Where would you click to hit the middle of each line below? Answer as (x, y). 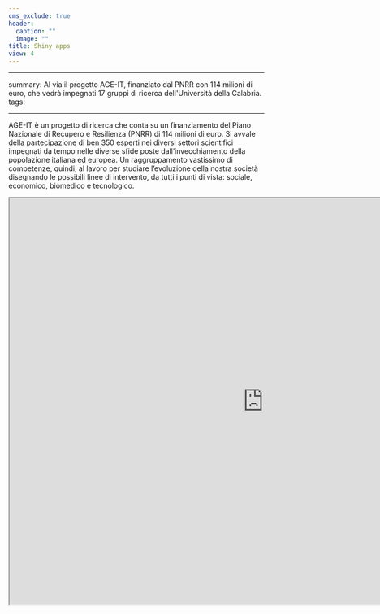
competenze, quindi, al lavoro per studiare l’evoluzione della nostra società (133, 168)
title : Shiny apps (39, 46)
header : (22, 24)
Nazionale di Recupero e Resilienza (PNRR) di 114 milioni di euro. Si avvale (132, 134)
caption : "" (36, 31)
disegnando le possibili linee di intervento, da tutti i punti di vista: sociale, (131, 177)
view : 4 (22, 54)
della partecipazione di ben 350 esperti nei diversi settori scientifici (121, 142)
